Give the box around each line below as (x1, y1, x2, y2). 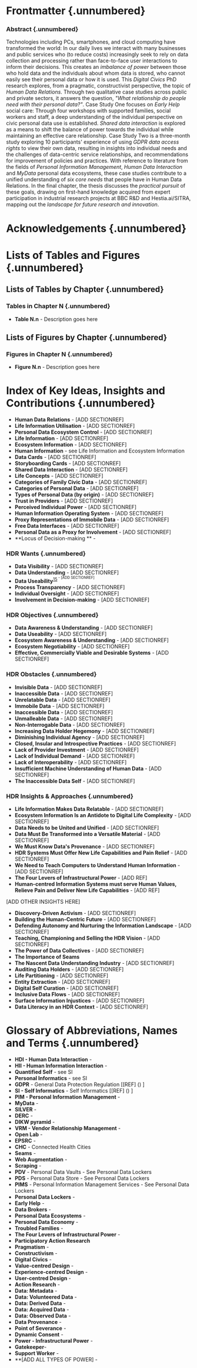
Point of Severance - (14, 1324, 66, 1332)
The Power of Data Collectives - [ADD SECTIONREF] (14, 947, 144, 954)
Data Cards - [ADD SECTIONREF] (14, 454, 96, 461)
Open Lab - (14, 1131, 43, 1138)
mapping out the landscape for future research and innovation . (6, 201, 159, 208)
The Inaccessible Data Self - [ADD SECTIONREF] (14, 777, 135, 784)
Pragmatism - (14, 1243, 49, 1250)
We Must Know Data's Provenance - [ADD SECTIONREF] (14, 843, 155, 850)
